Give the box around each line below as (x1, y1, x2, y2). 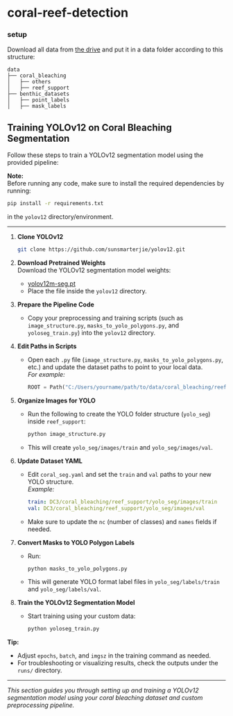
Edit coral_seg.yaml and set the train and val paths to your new (27, 470, 212, 478)
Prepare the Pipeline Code (17, 300, 95, 309)
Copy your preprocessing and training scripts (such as (27, 314, 184, 323)
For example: (27, 371, 65, 379)
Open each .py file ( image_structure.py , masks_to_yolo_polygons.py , (27, 356, 224, 364)
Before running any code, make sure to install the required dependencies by (7, 179, 225, 188)
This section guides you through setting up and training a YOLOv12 (7, 686, 199, 694)
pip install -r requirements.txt (7, 200, 104, 207)
